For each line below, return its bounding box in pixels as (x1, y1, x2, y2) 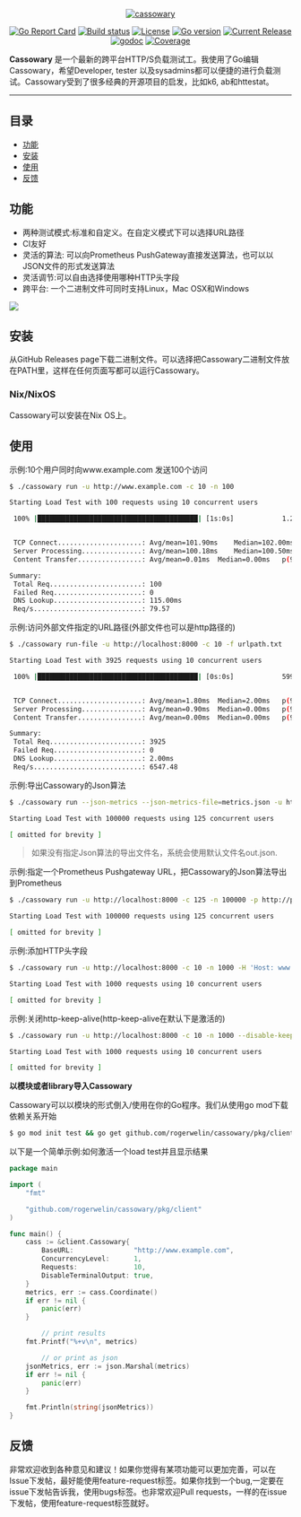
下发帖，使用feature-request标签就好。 (9, 1497, 154, 1508)
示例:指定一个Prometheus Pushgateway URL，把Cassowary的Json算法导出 (9, 867, 288, 877)
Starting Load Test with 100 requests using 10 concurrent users (9, 498, 258, 507)
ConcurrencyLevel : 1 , (41, 1254, 142, 1264)
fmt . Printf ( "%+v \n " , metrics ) (25, 1338, 139, 1347)
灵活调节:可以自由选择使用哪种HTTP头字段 (21, 272, 180, 283)
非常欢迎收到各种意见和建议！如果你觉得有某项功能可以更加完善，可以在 (9, 1463, 276, 1475)
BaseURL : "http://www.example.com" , (41, 1246, 235, 1255)
